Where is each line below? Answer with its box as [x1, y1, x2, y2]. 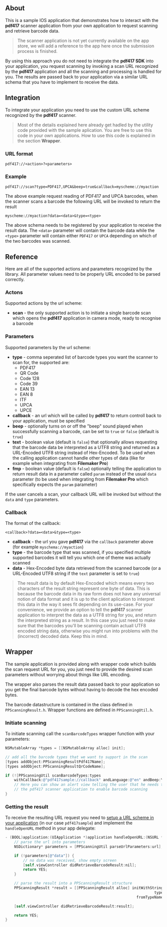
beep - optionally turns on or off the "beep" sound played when [12, 423, 143, 429]
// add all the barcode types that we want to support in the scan [5, 754, 148, 760]
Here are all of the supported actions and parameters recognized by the [5, 266, 153, 272]
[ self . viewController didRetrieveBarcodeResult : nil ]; [23, 863, 137, 868]
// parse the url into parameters [14, 840, 85, 845]
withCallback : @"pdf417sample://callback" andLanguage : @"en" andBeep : [14, 778, 162, 783]
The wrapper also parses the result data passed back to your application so [5, 681, 160, 687]
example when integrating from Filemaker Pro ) [12, 460, 108, 466]
